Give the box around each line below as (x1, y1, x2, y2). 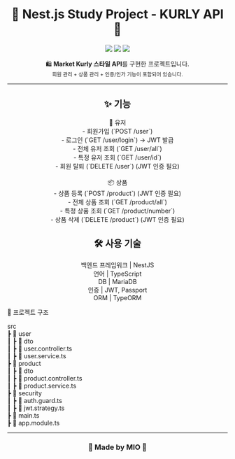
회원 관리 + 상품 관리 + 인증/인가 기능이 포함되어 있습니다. (52, 71, 183, 78)
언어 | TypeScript (93, 269, 142, 278)
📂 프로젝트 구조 (7, 308, 49, 316)
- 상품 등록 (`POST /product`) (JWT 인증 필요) (53, 189, 182, 197)
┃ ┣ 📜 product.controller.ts (7, 374, 83, 382)
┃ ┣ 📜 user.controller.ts (7, 344, 72, 353)
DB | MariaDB (97, 277, 138, 285)
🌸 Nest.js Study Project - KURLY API (11, 6, 224, 22)
